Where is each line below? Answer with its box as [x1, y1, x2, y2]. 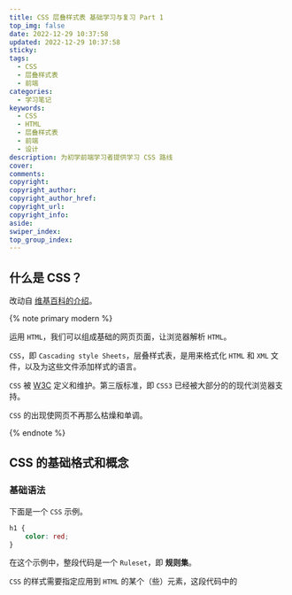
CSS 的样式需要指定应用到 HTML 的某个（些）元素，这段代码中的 [9, 576, 237, 587]
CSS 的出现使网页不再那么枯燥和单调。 [9, 410, 148, 421]
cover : [9, 161, 34, 170]
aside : [9, 219, 34, 228]
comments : [9, 169, 46, 178]
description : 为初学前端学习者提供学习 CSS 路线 [9, 152, 173, 162]
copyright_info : [9, 210, 69, 220]
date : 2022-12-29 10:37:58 [9, 29, 109, 38]
